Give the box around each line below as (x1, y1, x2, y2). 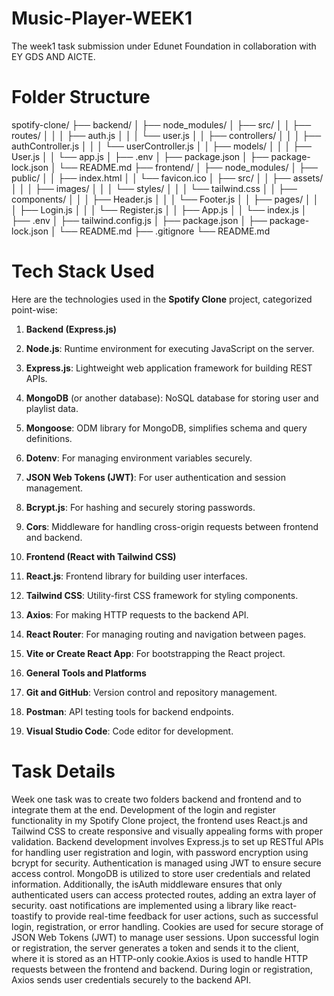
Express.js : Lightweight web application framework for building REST (25, 362, 313, 374)
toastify (11, 910, 43, 922)
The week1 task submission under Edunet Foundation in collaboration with (11, 40, 317, 52)
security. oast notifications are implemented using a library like (11, 899, 270, 911)
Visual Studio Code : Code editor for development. (25, 725, 234, 737)
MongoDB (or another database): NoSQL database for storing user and (25, 392, 319, 404)
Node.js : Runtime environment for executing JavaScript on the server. (25, 342, 315, 354)
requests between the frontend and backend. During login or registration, (11, 963, 313, 975)
